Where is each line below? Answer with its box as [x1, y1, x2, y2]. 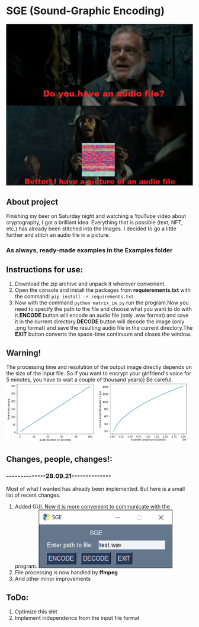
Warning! [6, 348, 41, 358]
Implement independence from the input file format [14, 615, 140, 622]
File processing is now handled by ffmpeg [14, 569, 118, 576]
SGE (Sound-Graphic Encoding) [6, 4, 165, 18]
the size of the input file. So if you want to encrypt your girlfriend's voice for [6, 370, 191, 377]
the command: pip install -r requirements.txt [14, 293, 134, 300]
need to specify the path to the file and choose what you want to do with [14, 306, 192, 313]
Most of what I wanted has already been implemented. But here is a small [6, 485, 185, 493]
